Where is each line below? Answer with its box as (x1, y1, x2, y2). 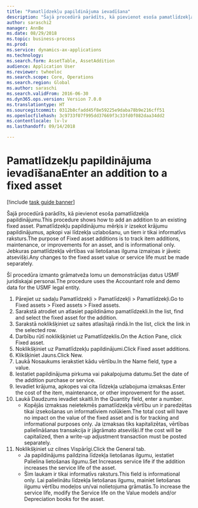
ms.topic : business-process (6, 36, 76, 42)
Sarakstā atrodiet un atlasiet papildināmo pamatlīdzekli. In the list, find (15, 307, 184, 315)
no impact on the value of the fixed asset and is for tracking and (24, 414, 179, 421)
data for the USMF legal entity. (6, 284, 81, 291)
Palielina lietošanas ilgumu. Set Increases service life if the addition (24, 457, 186, 465)
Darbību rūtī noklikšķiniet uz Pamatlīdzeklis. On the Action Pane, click (15, 333, 182, 340)
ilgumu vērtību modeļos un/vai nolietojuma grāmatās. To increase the (24, 483, 190, 490)
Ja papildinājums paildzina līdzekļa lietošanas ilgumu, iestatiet (24, 451, 174, 459)
